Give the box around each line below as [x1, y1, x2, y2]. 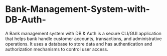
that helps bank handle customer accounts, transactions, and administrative [5, 36, 162, 42]
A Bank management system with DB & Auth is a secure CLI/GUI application [5, 30, 162, 36]
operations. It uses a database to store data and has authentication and [5, 41, 152, 47]
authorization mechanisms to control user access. [5, 46, 109, 52]
